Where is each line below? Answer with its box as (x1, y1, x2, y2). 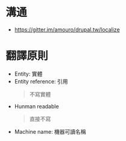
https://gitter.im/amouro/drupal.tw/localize (14, 25, 120, 33)
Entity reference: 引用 (14, 77, 68, 85)
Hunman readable (14, 102, 59, 110)
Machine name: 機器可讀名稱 (14, 128, 86, 135)
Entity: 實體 (14, 70, 43, 77)
